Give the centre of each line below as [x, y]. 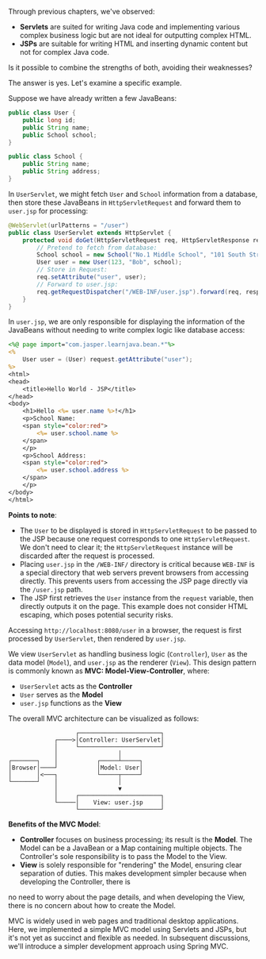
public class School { [46, 157]
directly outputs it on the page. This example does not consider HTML [134, 606]
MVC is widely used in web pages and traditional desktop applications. [123, 921]
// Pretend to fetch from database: [97, 248]
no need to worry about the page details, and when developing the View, [127, 897]
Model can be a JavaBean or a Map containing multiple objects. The [131, 848]
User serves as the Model [61, 695]
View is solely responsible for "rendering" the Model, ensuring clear [131, 865]
